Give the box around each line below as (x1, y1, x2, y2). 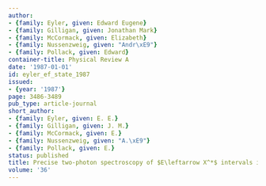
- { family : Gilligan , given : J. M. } (8, 122, 129, 130)
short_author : (8, 108, 55, 116)
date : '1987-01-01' (8, 63, 73, 71)
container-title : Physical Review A (8, 56, 129, 64)
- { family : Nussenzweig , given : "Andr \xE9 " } (8, 41, 158, 49)
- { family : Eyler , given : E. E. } (8, 115, 119, 123)
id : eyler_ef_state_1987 (8, 70, 90, 78)
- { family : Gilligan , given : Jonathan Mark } (8, 26, 158, 34)
